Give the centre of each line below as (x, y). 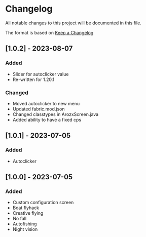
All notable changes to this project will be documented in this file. (74, 23)
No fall (20, 219)
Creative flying (28, 213)
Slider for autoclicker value (41, 74)
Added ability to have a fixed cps (47, 120)
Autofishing (25, 224)
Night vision (25, 229)
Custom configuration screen (43, 203)
